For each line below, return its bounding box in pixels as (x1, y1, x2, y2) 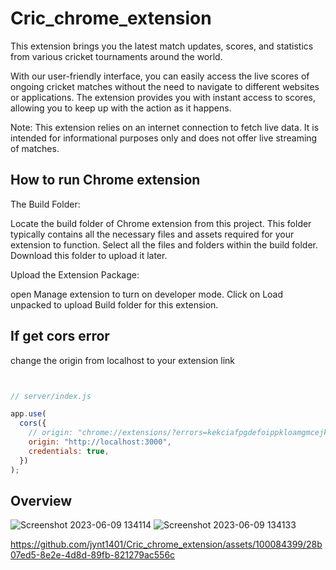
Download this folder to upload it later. (10, 249, 168, 261)
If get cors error (10, 328, 110, 345)
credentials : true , (28, 446, 110, 456)
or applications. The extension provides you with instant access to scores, (10, 91, 316, 103)
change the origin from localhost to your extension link (10, 354, 236, 366)
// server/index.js (10, 391, 92, 401)
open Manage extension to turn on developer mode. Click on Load (10, 288, 284, 300)
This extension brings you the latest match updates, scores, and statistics (10, 40, 314, 52)
